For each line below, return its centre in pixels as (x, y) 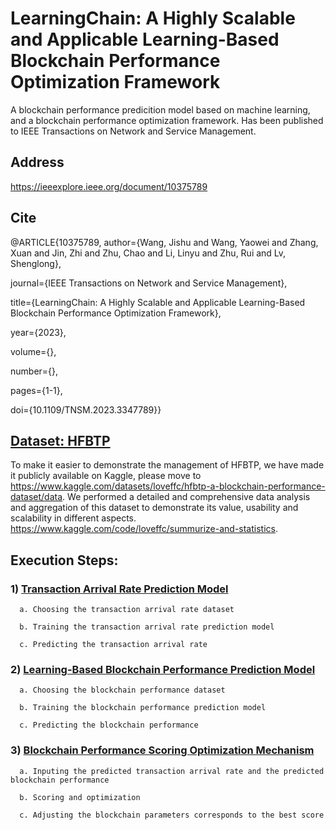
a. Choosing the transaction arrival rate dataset (127, 610)
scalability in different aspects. (73, 518)
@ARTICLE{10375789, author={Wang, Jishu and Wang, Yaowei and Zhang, (164, 242)
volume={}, (33, 351)
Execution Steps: (64, 560)
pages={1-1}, (36, 390)
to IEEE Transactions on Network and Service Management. (133, 131)
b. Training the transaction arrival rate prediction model (147, 627)
